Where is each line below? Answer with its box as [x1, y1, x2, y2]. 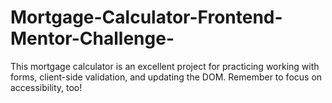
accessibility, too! [10, 81, 83, 93]
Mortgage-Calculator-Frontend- [10, 6, 283, 29]
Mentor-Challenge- [10, 27, 175, 50]
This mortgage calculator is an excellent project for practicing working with [10, 60, 320, 72]
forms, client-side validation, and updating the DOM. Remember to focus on [10, 71, 323, 83]
